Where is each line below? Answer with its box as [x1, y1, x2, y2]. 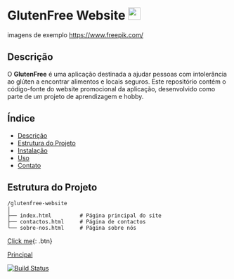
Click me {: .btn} [7, 237, 53, 245]
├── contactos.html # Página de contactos [7, 219, 146, 226]
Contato [17, 161, 41, 169]
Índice [7, 112, 35, 124]
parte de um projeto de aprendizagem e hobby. [7, 92, 144, 100]
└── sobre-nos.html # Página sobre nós [7, 225, 137, 232]
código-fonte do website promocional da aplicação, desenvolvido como [7, 84, 216, 93]
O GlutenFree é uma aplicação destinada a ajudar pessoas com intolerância [7, 70, 227, 78]
